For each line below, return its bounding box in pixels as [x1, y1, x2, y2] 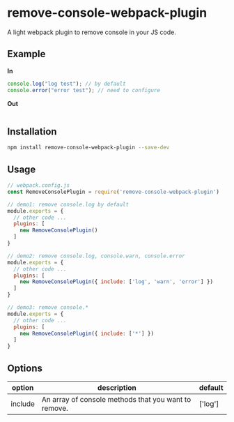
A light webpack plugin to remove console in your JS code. [7, 28, 176, 36]
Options [7, 362, 43, 374]
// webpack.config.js [7, 182, 70, 189]
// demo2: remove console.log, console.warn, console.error [7, 253, 186, 259]
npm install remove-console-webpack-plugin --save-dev [7, 144, 170, 151]
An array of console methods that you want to [41, 394, 192, 404]
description [97, 382, 137, 392]
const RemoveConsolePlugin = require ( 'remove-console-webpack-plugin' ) [7, 188, 219, 195]
